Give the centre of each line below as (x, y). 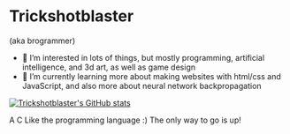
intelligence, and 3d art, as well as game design (109, 67)
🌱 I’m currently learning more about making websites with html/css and (151, 76)
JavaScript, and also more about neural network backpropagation (142, 86)
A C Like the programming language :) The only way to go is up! (125, 120)
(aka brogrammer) (42, 41)
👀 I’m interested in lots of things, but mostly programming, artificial (143, 57)
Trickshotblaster (72, 16)
